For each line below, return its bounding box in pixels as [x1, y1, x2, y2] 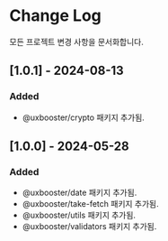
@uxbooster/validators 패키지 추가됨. [22, 221, 157, 232]
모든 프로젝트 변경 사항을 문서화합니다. [9, 36, 144, 47]
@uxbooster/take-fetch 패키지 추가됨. [22, 199, 159, 209]
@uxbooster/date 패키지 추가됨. [22, 187, 137, 199]
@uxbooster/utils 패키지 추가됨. [22, 209, 137, 221]
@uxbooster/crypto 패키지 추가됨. [22, 112, 146, 123]
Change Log [9, 5, 102, 26]
